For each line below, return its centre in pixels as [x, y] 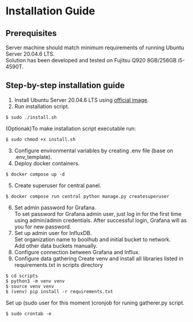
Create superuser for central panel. [58, 185]
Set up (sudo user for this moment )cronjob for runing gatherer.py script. [95, 303]
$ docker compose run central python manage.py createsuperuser [88, 196]
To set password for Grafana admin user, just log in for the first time [98, 213]
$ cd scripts [22, 276]
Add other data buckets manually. [56, 246]
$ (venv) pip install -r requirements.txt [59, 291]
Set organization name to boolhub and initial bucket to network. [93, 239]
